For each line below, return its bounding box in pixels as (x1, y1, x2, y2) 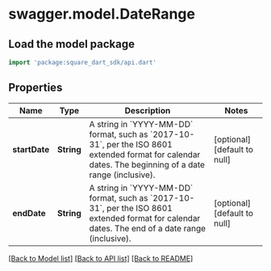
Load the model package (8, 37, 135, 51)
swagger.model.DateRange (8, 5, 196, 23)
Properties (8, 81, 63, 95)
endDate (12, 207, 46, 218)
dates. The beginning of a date (89, 159, 206, 170)
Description (124, 104, 171, 116)
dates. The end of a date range (89, 222, 206, 234)
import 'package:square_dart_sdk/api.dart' (8, 58, 157, 66)
